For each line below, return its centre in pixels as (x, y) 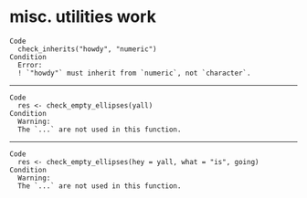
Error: (30, 65)
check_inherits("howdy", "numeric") (87, 49)
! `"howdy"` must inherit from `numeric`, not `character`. (134, 73)
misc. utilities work (83, 17)
